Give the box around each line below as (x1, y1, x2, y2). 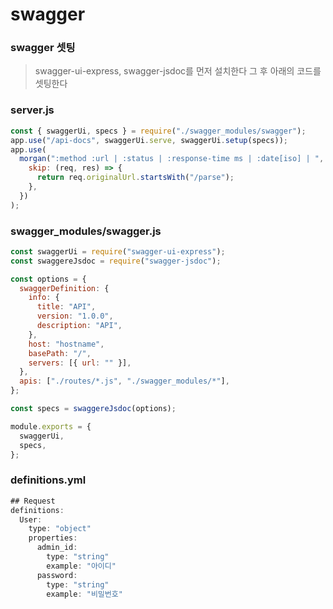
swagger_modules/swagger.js (10, 224, 162, 238)
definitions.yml (10, 473, 87, 487)
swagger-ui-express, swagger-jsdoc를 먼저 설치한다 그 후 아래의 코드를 (34, 65, 322, 77)
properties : (28, 533, 78, 543)
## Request (10, 496, 56, 506)
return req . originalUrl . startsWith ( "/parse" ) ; (36, 173, 235, 183)
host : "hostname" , (28, 339, 105, 349)
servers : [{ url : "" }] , (28, 358, 132, 368)
